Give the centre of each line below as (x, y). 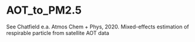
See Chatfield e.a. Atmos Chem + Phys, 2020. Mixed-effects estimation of (97, 27)
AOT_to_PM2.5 (44, 10)
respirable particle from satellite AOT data (58, 33)
